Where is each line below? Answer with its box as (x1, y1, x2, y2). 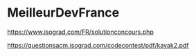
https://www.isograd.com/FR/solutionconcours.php (7, 28, 154, 36)
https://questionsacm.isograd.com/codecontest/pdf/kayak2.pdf (7, 41, 189, 49)
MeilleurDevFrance (7, 5, 120, 21)
